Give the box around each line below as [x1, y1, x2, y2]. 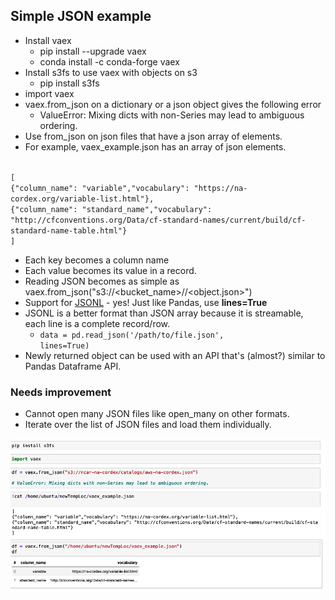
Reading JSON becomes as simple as [24, 275, 180, 287]
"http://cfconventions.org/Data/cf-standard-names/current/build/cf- [10, 215, 307, 225]
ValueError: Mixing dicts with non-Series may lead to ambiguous [39, 109, 305, 121]
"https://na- [193, 183, 248, 193]
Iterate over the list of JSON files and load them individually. [24, 419, 272, 431]
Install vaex [24, 34, 72, 46]
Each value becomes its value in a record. [24, 264, 197, 276]
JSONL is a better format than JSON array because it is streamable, [24, 307, 304, 319]
